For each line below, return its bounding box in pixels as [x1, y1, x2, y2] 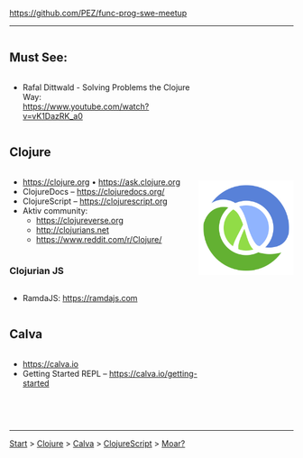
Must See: [9, 50, 68, 66]
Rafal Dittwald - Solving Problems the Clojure [22, 81, 191, 93]
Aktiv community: [22, 205, 88, 215]
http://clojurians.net [35, 224, 110, 235]
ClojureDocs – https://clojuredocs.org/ [22, 186, 165, 197]
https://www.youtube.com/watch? [22, 101, 150, 112]
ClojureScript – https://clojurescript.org [22, 196, 169, 206]
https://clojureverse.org [35, 215, 124, 225]
